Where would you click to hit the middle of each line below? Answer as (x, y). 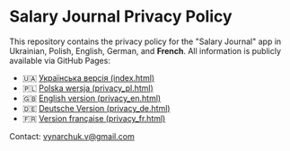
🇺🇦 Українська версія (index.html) (88, 77)
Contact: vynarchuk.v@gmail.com (72, 136)
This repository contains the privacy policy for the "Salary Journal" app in (145, 41)
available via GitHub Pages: (60, 60)
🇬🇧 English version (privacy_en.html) (92, 98)
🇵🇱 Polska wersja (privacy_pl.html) (88, 88)
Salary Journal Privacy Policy (121, 17)
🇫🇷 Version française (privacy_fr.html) (94, 118)
